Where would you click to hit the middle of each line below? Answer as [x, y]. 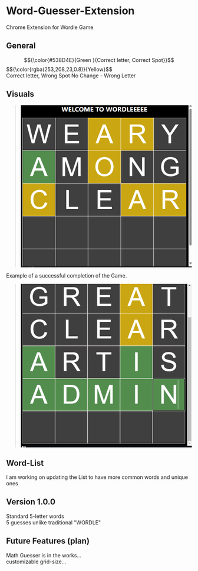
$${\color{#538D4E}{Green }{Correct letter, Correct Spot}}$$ [99, 60]
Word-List [25, 463]
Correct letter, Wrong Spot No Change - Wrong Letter [71, 76]
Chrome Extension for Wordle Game [50, 27]
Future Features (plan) [48, 541]
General [21, 46]
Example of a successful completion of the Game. [67, 276]
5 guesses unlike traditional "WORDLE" [54, 522]
